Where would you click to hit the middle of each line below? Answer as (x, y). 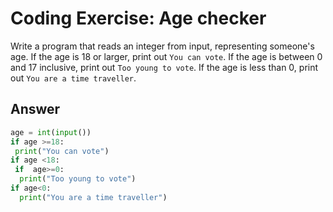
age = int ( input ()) (51, 132)
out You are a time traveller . (73, 78)
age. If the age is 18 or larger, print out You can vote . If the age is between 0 (166, 56)
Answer (35, 109)
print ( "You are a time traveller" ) (93, 197)
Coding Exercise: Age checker (138, 18)
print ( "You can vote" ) (62, 151)
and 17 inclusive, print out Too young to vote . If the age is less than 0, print (164, 67)
